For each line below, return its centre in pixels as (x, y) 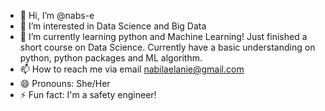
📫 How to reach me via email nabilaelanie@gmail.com (132, 69)
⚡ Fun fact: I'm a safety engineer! (88, 94)
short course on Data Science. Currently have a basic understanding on (167, 47)
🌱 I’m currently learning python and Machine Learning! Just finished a (163, 36)
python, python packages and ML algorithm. (111, 58)
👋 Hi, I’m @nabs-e (57, 15)
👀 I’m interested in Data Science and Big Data (113, 26)
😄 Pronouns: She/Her (65, 83)
